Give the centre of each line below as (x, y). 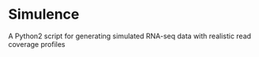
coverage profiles (37, 44)
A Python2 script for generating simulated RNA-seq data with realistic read (129, 36)
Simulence (44, 14)
